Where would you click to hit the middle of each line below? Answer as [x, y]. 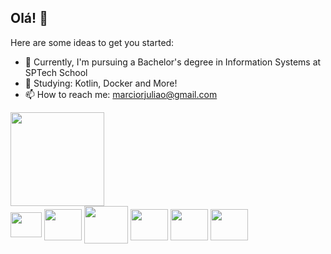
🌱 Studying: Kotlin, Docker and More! [101, 83]
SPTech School [56, 72]
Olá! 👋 [29, 18]
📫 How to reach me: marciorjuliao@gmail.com [121, 94]
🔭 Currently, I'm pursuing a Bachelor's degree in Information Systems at [173, 62]
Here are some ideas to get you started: [92, 42]
